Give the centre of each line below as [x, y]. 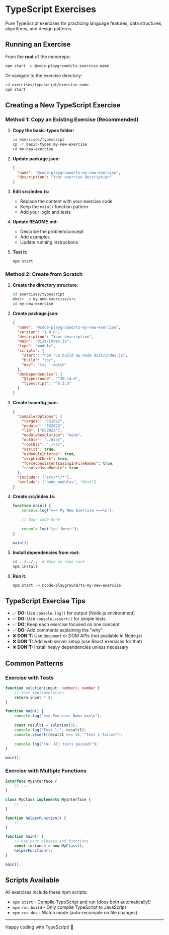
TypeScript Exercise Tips [45, 601]
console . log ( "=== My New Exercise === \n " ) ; [68, 510]
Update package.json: [36, 159]
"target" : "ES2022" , [43, 421]
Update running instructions [49, 242]
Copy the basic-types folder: [43, 131]
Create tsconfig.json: [35, 402]
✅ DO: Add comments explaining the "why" [58, 630]
